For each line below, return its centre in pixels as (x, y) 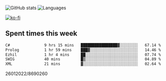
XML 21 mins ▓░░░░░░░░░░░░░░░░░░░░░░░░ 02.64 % (83, 64)
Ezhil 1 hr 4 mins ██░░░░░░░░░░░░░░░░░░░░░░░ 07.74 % (83, 55)
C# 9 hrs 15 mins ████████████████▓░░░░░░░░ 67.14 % (83, 45)
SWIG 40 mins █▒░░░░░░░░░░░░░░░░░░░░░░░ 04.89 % (83, 59)
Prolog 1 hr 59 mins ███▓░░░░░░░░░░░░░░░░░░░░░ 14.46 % (83, 50)
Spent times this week (41, 34)
